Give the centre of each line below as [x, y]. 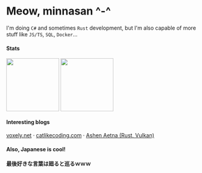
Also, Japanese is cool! [36, 149]
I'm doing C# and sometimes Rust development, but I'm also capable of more [101, 28]
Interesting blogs [28, 122]
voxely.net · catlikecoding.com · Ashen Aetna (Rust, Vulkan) [80, 135]
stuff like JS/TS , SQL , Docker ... [42, 34]
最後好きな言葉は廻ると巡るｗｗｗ [49, 163]
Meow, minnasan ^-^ [59, 11]
